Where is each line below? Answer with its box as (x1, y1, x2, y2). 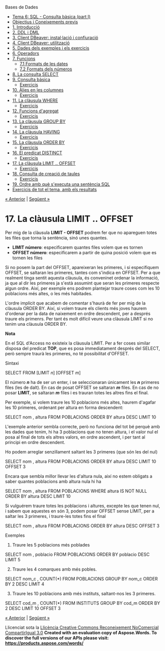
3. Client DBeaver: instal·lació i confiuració (12, 34, 99, 40)
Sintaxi (5, 360, 19, 366)
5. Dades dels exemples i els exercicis (12, 45, 90, 51)
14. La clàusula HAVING (12, 129, 60, 135)
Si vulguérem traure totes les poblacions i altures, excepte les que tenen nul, (5, 503, 160, 509)
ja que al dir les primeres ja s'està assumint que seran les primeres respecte (5, 280, 160, 286)
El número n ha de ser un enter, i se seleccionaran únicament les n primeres (5, 379, 160, 385)
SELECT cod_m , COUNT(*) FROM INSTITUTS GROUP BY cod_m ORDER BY (5, 600, 160, 606)
